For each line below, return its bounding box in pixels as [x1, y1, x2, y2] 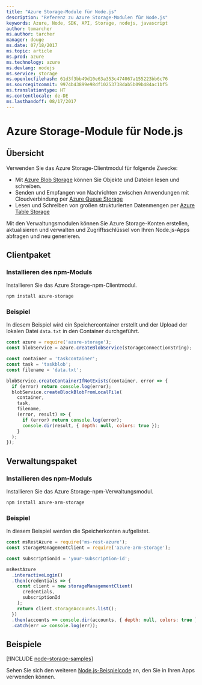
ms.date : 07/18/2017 [6, 43, 58, 49]
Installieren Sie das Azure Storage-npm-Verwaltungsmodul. [6, 488, 154, 495]
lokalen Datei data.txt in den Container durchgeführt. [6, 328, 139, 335]
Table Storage [14, 208, 50, 215]
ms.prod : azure [6, 54, 44, 60]
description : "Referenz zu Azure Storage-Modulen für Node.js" [6, 14, 168, 20]
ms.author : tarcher [6, 31, 55, 37]
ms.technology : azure [6, 59, 61, 65]
